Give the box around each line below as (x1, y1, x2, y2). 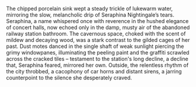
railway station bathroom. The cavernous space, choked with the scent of (6, 30, 186, 37)
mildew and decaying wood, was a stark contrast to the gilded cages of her (6, 37, 191, 43)
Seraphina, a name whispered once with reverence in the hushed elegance (6, 18, 189, 24)
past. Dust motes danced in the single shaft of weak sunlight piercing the (6, 43, 185, 50)
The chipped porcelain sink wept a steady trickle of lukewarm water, (6, 5, 173, 12)
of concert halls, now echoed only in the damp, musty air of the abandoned (6, 24, 190, 31)
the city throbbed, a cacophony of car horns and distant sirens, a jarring (6, 68, 182, 75)
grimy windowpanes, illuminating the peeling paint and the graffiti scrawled (6, 49, 189, 56)
